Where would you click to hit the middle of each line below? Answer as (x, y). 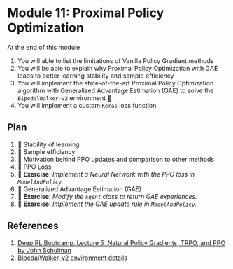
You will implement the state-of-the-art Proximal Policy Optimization (115, 83)
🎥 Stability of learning (48, 144)
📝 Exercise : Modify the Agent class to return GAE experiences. (107, 196)
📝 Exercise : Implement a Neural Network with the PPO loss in (106, 174)
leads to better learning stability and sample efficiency (96, 76)
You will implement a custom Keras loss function (87, 105)
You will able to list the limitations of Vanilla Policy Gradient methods (115, 60)
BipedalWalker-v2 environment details (72, 258)
